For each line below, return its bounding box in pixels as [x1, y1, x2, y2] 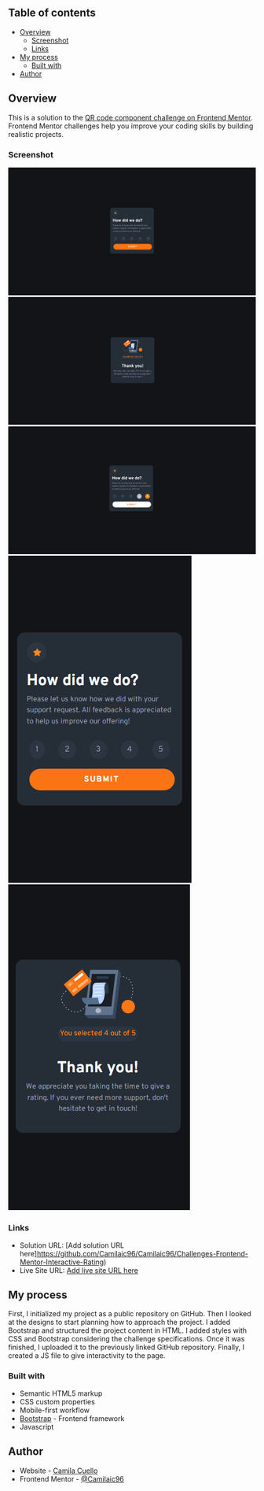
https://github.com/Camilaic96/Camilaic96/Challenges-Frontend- [36, 1249, 249, 1258]
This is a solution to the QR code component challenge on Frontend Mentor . [8, 113, 253, 122]
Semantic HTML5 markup [19, 1389, 103, 1398]
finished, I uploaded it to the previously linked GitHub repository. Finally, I [8, 1342, 245, 1352]
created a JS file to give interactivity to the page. [8, 1351, 166, 1360]
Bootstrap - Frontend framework [19, 1413, 125, 1423]
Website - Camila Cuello [19, 1466, 98, 1475]
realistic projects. [8, 129, 64, 139]
